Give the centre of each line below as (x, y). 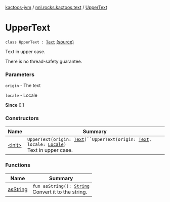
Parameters (20, 74)
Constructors (22, 118)
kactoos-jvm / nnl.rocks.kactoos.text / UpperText (56, 7)
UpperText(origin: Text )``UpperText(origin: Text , (89, 139)
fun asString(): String (61, 186)
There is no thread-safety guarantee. (44, 61)
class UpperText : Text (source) (40, 42)
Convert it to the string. (60, 192)
